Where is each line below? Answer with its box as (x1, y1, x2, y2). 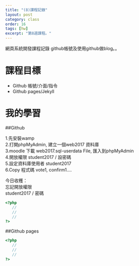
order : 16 (5, 21, 26, 27)
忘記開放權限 (5, 184, 32, 190)
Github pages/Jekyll (12, 88, 55, 94)
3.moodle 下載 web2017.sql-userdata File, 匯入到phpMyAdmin (5, 148, 134, 154)
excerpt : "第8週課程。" (5, 31, 52, 36)
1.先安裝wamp (5, 135, 34, 141)
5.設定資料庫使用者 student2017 (5, 160, 72, 166)
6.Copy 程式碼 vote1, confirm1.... (5, 166, 72, 172)
